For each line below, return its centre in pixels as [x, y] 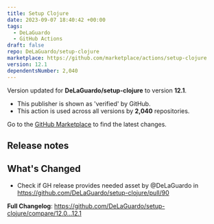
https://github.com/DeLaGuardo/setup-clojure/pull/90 [93, 192]
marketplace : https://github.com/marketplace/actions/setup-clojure [107, 58]
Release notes [38, 146]
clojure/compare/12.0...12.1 [45, 213]
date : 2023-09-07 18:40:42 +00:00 [57, 20]
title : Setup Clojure [38, 13]
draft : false [26, 45]
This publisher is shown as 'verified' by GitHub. [84, 103]
